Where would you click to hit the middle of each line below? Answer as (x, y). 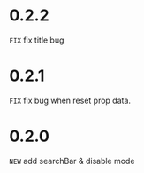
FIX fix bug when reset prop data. (70, 100)
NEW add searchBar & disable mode (72, 161)
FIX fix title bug (37, 40)
